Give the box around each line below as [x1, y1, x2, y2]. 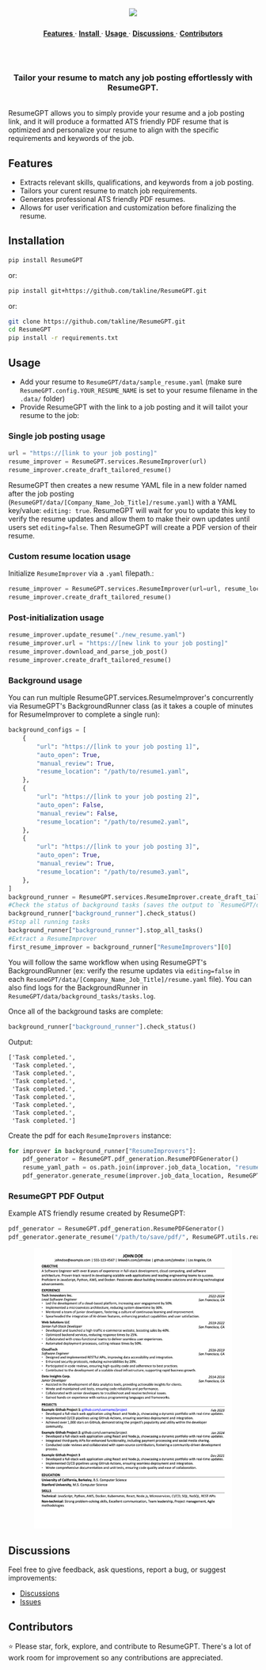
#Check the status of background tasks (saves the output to [8, 901, 215, 909]
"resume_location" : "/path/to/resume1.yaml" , [36, 767, 190, 776]
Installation [8, 234, 65, 248]
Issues [19, 1597, 42, 1607]
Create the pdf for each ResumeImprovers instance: [8, 1131, 172, 1140]
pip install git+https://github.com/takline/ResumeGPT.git [8, 287, 207, 295]
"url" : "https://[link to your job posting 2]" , [36, 793, 200, 801]
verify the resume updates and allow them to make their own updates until [8, 514, 250, 523]
